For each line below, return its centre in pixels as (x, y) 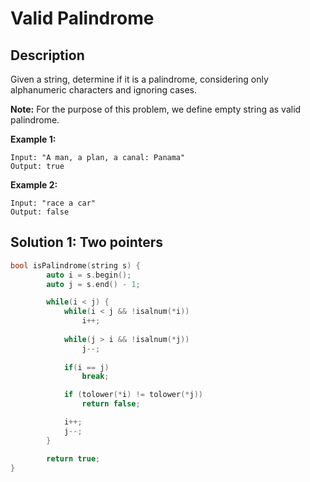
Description (47, 55)
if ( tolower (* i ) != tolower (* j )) (133, 395)
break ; (95, 377)
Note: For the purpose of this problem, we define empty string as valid (156, 109)
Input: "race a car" (53, 203)
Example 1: (33, 139)
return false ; (111, 404)
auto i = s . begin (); (89, 275)
